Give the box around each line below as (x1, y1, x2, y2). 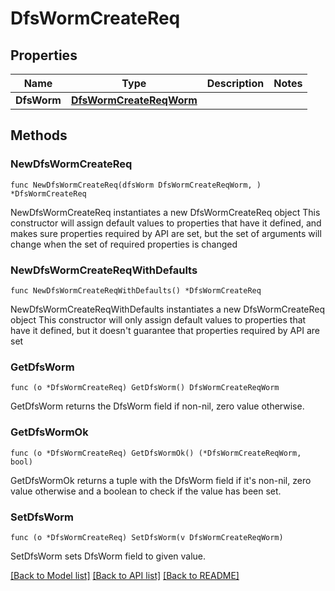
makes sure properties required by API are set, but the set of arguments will (10, 227, 322, 239)
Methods (10, 127, 68, 144)
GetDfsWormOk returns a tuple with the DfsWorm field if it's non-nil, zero (10, 474, 312, 486)
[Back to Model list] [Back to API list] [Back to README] (10, 569, 240, 581)
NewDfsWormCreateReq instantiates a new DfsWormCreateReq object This (10, 206, 321, 218)
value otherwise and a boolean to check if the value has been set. (10, 485, 282, 497)
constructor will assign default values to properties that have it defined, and (10, 217, 322, 229)
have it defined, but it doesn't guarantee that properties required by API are (10, 324, 320, 336)
